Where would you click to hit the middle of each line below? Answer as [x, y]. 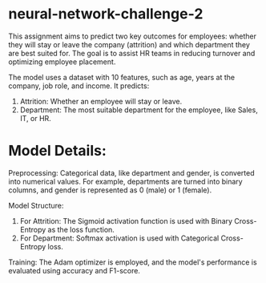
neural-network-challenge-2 [106, 14]
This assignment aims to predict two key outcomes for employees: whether [133, 36]
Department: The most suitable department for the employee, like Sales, [139, 110]
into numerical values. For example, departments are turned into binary [125, 181]
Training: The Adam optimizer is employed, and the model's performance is [133, 262]
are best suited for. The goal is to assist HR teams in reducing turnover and [132, 53]
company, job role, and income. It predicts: [79, 86]
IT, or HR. [36, 118]
